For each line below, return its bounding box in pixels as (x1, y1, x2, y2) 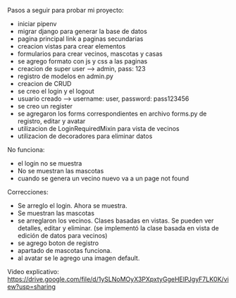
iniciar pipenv (17, 20, 57, 27)
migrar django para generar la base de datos (17, 27, 148, 35)
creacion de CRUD (17, 80, 72, 87)
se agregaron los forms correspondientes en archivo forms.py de (17, 109, 207, 118)
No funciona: (7, 146, 45, 154)
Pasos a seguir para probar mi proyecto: (7, 6, 125, 14)
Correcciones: (7, 188, 49, 196)
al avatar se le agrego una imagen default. (17, 254, 140, 262)
